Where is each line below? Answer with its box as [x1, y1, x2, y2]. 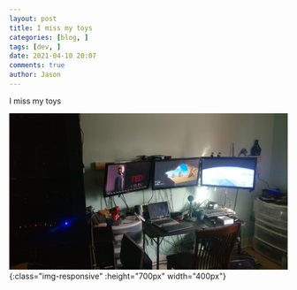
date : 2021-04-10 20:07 [9, 51, 97, 61]
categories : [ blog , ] [9, 33, 89, 42]
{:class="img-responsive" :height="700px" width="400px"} [9, 271, 227, 281]
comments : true [9, 61, 65, 70]
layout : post [9, 14, 57, 23]
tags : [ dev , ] [9, 42, 62, 51]
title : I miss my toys [9, 23, 93, 33]
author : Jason [9, 71, 62, 80]
